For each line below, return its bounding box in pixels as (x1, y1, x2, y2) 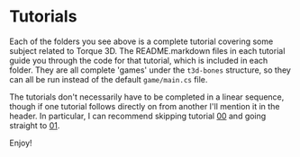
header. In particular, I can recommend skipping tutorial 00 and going (9, 110, 267, 121)
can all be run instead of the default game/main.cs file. (9, 74, 208, 84)
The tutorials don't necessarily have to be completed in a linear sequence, (9, 92, 285, 102)
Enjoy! (9, 137, 33, 148)
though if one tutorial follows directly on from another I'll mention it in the (9, 100, 280, 111)
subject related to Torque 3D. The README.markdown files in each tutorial (9, 45, 286, 56)
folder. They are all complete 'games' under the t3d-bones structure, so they (9, 65, 291, 75)
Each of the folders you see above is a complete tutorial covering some (9, 36, 274, 47)
